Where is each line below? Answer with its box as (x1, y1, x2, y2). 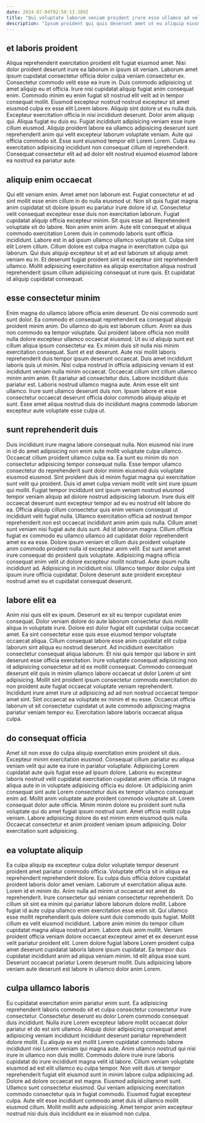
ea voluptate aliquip (6, 845, 84, 856)
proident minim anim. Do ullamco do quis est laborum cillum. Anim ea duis (6, 322, 192, 329)
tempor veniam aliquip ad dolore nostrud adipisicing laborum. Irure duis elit (6, 493, 195, 500)
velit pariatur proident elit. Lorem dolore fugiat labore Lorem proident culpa (6, 939, 195, 947)
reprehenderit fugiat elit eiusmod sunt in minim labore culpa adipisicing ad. (6, 1070, 194, 1078)
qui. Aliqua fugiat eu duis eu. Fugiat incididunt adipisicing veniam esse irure (6, 118, 196, 125)
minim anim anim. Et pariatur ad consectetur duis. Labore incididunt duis (6, 374, 189, 381)
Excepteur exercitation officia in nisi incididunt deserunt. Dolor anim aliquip (6, 111, 195, 119)
